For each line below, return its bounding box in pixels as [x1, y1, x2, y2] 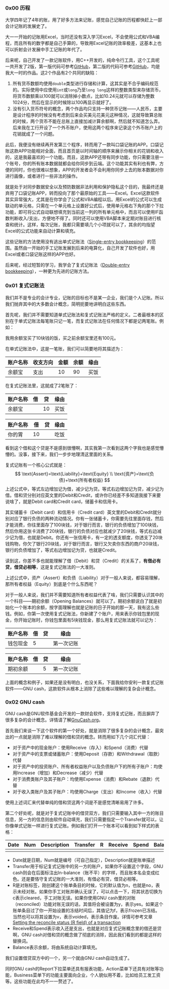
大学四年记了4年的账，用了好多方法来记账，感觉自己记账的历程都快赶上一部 [5, 17, 162, 23]
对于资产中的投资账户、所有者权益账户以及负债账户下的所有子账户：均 [12, 763, 158, 769]
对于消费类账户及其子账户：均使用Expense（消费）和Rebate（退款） [12, 776, 155, 782]
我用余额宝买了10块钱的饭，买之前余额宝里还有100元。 [5, 335, 119, 341]
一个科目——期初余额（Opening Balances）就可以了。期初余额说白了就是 [5, 598, 157, 604]
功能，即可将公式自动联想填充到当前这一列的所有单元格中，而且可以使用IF [5, 209, 159, 215]
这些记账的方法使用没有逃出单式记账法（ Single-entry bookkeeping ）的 [5, 238, 152, 245]
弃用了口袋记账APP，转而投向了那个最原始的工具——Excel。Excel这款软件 [5, 190, 160, 196]
